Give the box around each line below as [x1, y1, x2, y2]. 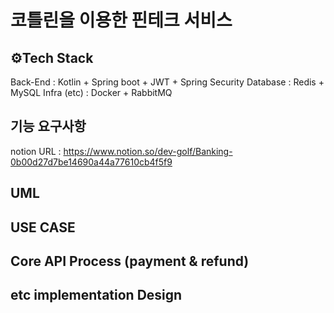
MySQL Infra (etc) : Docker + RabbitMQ [10, 87, 173, 98]
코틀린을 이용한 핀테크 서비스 [10, 9, 233, 32]
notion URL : [10, 145, 62, 157]
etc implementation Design [10, 287, 183, 304]
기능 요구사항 [10, 118, 87, 135]
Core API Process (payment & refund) [10, 252, 250, 270]
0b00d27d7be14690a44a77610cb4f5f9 [10, 156, 173, 168]
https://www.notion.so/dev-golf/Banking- [63, 145, 233, 157]
